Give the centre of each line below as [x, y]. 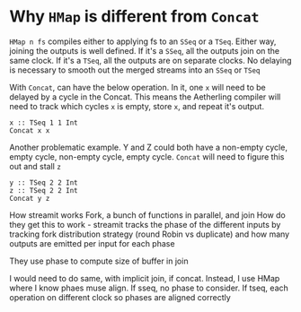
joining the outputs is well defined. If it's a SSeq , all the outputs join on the [145, 50]
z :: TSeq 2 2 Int [44, 190]
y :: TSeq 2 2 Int [44, 182]
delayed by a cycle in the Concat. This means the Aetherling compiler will [145, 97]
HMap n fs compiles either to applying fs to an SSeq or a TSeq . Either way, [143, 41]
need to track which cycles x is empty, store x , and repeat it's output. [137, 106]
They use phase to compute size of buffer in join [99, 261]
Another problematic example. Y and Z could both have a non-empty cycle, [148, 147]
